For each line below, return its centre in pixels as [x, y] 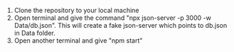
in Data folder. [34, 33]
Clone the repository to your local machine [76, 10]
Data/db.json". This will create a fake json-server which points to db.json [121, 25]
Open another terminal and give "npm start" [78, 41]
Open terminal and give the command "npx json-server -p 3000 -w [112, 18]
